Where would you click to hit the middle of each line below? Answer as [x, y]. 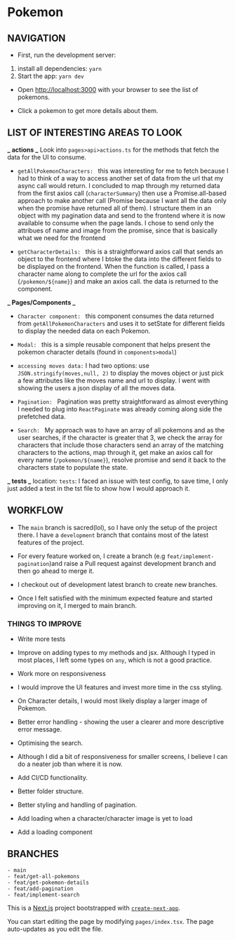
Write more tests [41, 639]
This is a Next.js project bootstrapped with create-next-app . [94, 908]
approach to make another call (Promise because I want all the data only [122, 200]
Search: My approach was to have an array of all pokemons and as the [121, 430]
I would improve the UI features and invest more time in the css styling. [120, 687]
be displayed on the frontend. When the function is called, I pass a [113, 266]
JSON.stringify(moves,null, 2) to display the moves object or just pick [121, 373]
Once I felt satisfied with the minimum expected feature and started [115, 598]
